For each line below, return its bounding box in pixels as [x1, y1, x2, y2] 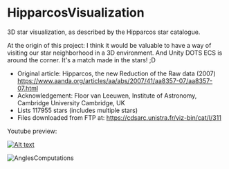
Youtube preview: [7, 127, 57, 135]
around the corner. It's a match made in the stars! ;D [7, 55, 156, 64]
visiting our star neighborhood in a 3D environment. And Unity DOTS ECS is [7, 48, 223, 57]
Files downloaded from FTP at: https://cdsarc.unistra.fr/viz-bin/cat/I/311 [17, 113, 221, 122]
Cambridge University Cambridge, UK [17, 98, 126, 107]
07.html [17, 84, 39, 92]
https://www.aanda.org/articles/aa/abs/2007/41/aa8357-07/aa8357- [17, 76, 213, 84]
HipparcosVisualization [7, 5, 145, 21]
